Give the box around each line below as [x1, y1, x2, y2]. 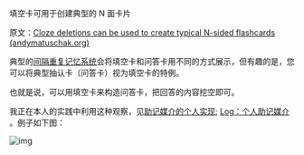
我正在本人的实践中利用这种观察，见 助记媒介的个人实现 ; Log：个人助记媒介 [9, 106, 290, 116]
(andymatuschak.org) [9, 37, 90, 48]
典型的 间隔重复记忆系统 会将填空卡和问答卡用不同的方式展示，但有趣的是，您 [9, 56, 295, 66]
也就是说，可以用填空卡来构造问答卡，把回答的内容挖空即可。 [9, 87, 240, 97]
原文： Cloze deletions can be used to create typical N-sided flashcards [9, 27, 276, 38]
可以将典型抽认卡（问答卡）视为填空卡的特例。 [9, 67, 184, 78]
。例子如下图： [9, 117, 65, 128]
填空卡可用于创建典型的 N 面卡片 [9, 8, 131, 18]
